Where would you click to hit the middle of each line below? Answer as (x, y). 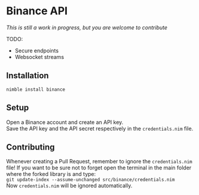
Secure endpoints (36, 50)
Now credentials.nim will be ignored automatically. (69, 185)
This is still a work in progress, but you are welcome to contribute (87, 27)
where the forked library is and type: (51, 174)
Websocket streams (39, 57)
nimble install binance (36, 89)
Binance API (37, 11)
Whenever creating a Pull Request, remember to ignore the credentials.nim (99, 162)
